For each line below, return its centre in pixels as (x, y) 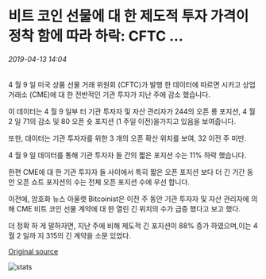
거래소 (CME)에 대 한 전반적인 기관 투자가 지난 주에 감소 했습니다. (109, 95)
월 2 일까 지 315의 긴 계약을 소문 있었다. (70, 236)
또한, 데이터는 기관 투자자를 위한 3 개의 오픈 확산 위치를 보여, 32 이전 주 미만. (127, 138)
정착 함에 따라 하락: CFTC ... (96, 36)
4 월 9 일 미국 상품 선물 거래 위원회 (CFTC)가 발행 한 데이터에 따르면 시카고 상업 (132, 85)
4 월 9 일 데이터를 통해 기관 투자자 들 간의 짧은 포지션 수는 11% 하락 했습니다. (127, 155)
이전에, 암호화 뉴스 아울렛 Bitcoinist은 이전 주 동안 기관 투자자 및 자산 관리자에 (129, 199)
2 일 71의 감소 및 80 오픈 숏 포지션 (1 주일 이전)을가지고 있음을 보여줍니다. (122, 122)
